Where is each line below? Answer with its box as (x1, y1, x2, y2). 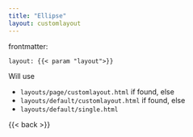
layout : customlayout (8, 19, 82, 27)
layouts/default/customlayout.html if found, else (19, 95, 186, 105)
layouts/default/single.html (19, 106, 119, 114)
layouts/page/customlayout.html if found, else (19, 86, 175, 97)
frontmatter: (8, 41, 48, 51)
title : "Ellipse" (8, 11, 67, 20)
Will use (8, 71, 35, 81)
